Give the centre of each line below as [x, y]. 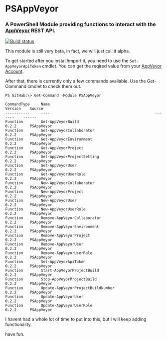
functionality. [19, 324]
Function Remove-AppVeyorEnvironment [52, 227]
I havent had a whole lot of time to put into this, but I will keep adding [76, 319]
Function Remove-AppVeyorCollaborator [53, 218]
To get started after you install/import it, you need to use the [67, 61]
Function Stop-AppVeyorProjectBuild [51, 279]
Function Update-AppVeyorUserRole [49, 305]
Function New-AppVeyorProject [44, 192]
